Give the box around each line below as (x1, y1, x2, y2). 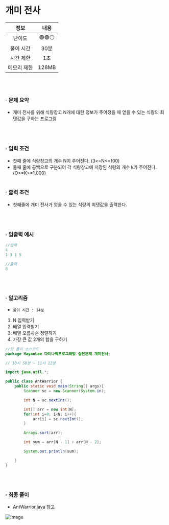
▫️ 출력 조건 (5, 189, 29, 196)
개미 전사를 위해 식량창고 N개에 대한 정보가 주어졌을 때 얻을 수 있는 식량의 (12, 109, 159, 116)
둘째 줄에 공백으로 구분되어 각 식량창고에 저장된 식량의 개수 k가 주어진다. (12, 164, 157, 170)
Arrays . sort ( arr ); (23, 430, 63, 436)
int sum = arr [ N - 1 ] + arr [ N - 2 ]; (23, 440, 102, 445)
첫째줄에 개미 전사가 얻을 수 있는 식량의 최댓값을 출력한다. (12, 201, 128, 208)
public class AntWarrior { (5, 379, 63, 384)
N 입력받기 (12, 317, 34, 323)
